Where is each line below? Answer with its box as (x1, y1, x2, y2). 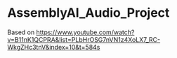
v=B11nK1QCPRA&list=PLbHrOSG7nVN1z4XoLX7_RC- (7, 35, 161, 43)
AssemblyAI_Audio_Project (7, 5, 170, 21)
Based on (7, 28, 35, 36)
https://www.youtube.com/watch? (36, 28, 135, 36)
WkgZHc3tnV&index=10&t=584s (7, 43, 100, 51)
